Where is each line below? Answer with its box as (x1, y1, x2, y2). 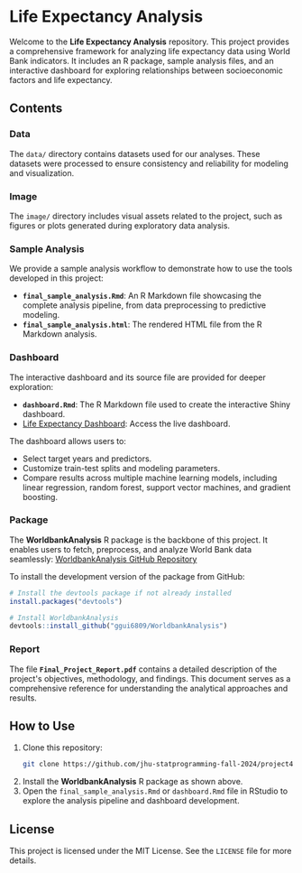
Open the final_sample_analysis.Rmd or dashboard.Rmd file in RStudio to (22, 785, 288, 796)
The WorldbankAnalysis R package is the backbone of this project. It (9, 534, 269, 545)
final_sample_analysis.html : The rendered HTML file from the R (22, 319, 263, 330)
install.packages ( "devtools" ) (9, 597, 124, 606)
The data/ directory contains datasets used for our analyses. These (9, 148, 261, 159)
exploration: (9, 381, 54, 392)
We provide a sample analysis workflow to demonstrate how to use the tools (9, 264, 293, 274)
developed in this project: (9, 273, 104, 283)
